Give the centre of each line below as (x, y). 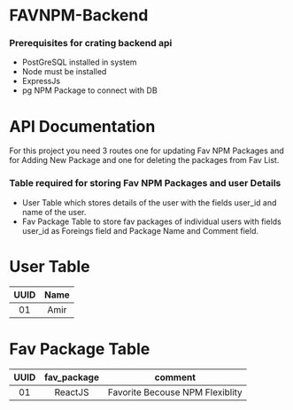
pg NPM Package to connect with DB (89, 90)
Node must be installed (64, 72)
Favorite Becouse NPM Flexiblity (175, 392)
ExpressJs (41, 81)
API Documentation (82, 126)
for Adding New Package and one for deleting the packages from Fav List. (144, 160)
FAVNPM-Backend (79, 15)
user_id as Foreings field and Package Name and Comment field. (140, 230)
